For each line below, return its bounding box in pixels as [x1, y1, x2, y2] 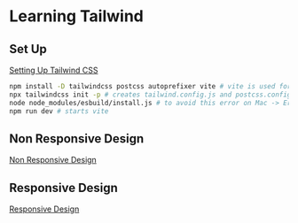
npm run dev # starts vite [9, 106, 109, 116]
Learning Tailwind [9, 6, 144, 27]
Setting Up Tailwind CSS [9, 65, 98, 75]
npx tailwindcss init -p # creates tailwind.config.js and [9, 90, 232, 99]
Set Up [9, 42, 47, 57]
